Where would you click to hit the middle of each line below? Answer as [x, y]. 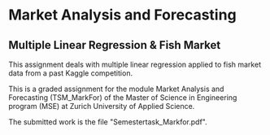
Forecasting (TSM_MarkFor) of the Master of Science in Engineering [123, 98]
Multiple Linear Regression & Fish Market [115, 45]
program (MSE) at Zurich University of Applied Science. [102, 106]
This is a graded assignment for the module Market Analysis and [116, 89]
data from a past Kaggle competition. [70, 73]
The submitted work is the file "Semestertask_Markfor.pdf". [108, 122]
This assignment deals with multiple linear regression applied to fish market [135, 64]
